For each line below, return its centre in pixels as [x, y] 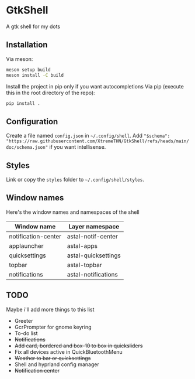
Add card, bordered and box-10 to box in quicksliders [79, 346]
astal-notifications [92, 274]
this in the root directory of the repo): [51, 93]
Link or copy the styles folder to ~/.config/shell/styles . [75, 180]
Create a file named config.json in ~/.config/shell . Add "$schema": [88, 136]
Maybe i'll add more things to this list [50, 309]
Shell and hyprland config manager [57, 364]
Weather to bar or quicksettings [53, 358]
